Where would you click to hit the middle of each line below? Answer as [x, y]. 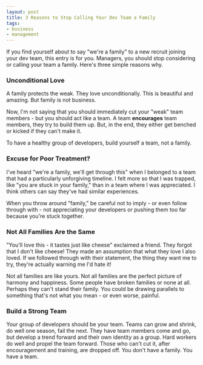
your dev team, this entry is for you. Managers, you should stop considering [101, 58]
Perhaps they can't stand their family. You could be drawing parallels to [95, 289]
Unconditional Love [35, 81]
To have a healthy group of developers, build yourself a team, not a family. [99, 143]
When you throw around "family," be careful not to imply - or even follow [97, 203]
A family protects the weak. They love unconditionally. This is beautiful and [100, 94]
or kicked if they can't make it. [44, 131]
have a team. [22, 356]
